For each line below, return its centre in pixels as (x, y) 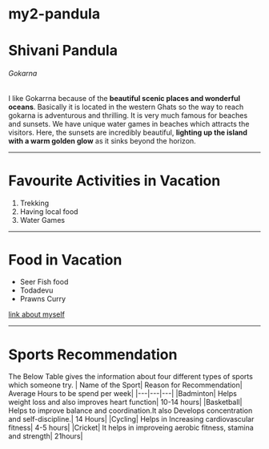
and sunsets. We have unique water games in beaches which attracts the (129, 123)
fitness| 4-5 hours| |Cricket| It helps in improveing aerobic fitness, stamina (131, 428)
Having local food (49, 211)
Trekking (34, 203)
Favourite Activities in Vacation (114, 180)
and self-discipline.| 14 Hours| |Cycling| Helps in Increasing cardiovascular (131, 419)
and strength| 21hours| (46, 436)
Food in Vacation (65, 259)
